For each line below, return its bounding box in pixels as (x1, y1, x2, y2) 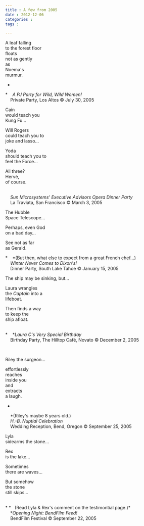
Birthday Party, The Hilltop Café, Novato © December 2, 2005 (10, 337, 139, 343)
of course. (5, 179, 27, 185)
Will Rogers (5, 127, 29, 133)
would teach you (5, 112, 40, 118)
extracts (5, 388, 23, 394)
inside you (5, 377, 27, 383)
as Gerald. (5, 245, 27, 251)
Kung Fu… (5, 117, 27, 124)
